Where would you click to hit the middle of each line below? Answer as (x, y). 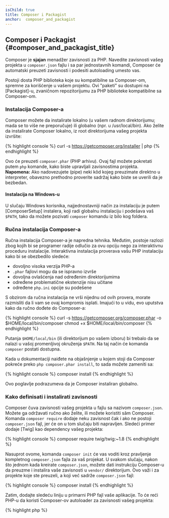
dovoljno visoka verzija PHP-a (43, 266)
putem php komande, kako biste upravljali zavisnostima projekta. (72, 166)
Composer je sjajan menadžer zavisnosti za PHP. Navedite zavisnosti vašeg (84, 60)
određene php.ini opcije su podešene (52, 287)
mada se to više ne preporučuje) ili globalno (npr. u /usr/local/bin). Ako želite (84, 126)
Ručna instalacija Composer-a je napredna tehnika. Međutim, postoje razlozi (84, 240)
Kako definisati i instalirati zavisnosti (51, 396)
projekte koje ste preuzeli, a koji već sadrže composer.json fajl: (70, 476)
